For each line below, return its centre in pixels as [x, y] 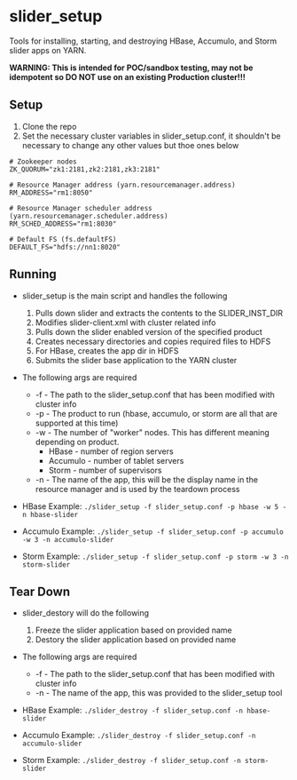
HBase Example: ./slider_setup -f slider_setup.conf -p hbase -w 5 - [154, 506]
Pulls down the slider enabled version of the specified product [149, 331]
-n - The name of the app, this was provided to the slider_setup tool [159, 693]
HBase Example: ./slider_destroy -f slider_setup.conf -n [133, 710]
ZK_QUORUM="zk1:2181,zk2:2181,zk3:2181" [85, 169]
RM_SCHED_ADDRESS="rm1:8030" [63, 224]
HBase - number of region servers [111, 451]
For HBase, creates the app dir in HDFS [107, 350]
